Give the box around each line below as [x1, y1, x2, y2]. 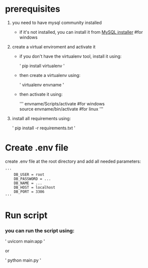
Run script [5, 210, 48, 221]
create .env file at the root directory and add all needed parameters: [5, 158, 141, 164]
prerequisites [5, 3, 60, 15]
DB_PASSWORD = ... [14, 176, 51, 181]
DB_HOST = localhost [14, 185, 55, 190]
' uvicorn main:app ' [5, 239, 45, 244]
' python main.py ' [5, 257, 41, 263]
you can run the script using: [5, 227, 74, 234]
